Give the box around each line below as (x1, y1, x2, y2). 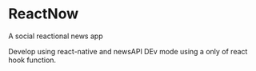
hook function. (8, 55, 57, 65)
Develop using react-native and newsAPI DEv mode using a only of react (8, 46, 248, 56)
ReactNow (8, 5, 78, 23)
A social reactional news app (8, 31, 103, 41)
